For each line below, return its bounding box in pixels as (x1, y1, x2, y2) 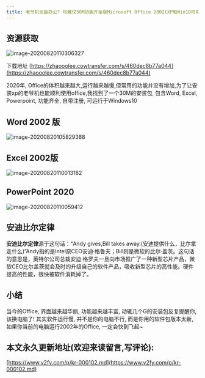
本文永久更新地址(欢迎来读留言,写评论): (6, 342, 154, 352)
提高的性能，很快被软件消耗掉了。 (6, 270, 92, 278)
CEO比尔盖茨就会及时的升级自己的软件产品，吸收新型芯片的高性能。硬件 (11, 262, 194, 270)
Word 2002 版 (6, 117, 60, 127)
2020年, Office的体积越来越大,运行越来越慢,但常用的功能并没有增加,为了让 (6, 82, 192, 89)
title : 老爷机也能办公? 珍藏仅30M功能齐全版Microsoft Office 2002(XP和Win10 (6, 9, 191, 15)
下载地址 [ (6, 62, 32, 70)
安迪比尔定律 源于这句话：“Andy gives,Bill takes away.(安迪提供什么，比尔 (6, 240, 191, 247)
